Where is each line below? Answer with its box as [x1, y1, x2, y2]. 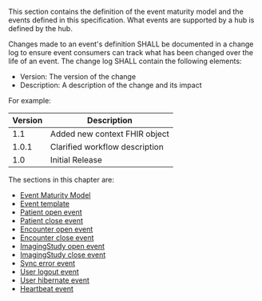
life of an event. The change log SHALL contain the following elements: [8, 56, 242, 66]
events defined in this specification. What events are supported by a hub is [8, 15, 255, 25]
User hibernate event [19, 275, 90, 285]
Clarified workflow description [50, 142, 164, 152]
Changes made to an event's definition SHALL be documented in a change [8, 39, 254, 49]
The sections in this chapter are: [8, 175, 114, 184]
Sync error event [19, 259, 76, 267]
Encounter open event [19, 224, 93, 234]
